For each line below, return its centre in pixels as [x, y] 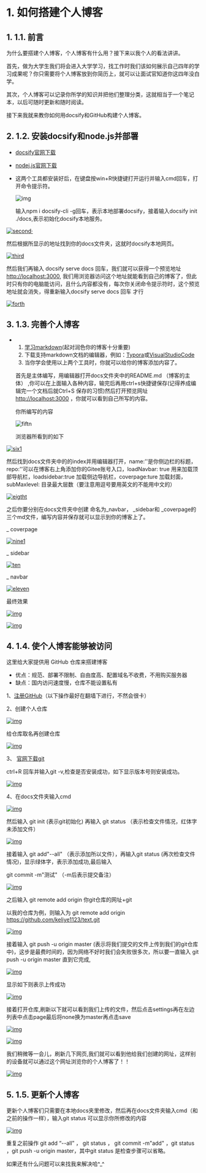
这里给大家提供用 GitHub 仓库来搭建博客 [57, 662]
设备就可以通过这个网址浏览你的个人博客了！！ [71, 1061]
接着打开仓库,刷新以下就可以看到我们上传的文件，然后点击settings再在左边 [101, 1009]
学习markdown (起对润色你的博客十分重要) [77, 347]
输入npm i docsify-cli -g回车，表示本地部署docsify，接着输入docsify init [106, 211]
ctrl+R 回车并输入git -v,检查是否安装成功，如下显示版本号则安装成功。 [94, 772]
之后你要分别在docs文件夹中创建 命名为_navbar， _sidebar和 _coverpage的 [101, 509]
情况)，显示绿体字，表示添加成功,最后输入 [59, 862]
